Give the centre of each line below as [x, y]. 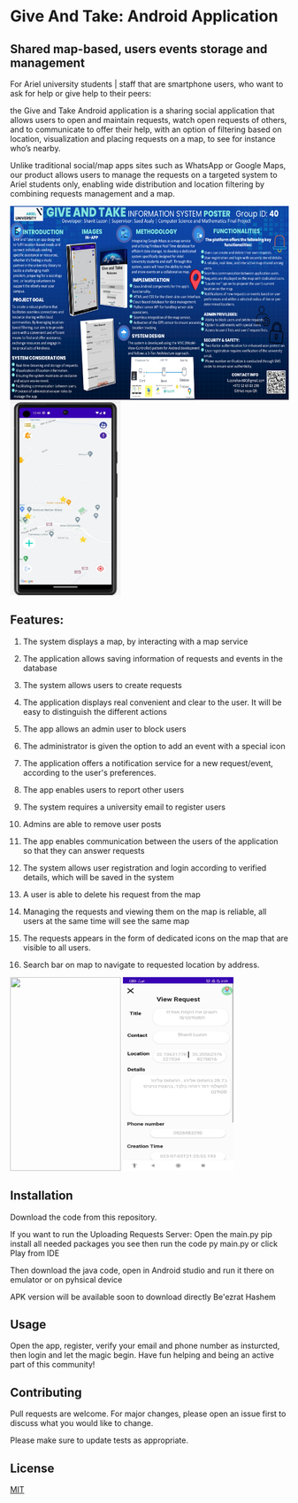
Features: [37, 620]
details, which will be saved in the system [99, 877]
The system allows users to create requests [102, 685]
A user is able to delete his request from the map [112, 894]
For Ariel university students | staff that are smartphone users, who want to [147, 84]
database [40, 668]
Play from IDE [35, 1253]
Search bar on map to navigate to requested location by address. [141, 965]
